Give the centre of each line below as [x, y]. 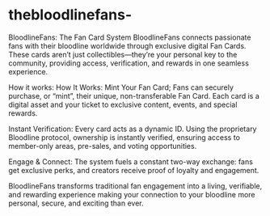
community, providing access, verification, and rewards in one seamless [129, 63]
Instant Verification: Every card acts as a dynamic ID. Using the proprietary [133, 129]
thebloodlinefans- [70, 15]
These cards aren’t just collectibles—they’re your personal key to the [123, 54]
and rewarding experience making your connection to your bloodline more [132, 194]
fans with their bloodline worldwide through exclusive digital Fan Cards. [127, 45]
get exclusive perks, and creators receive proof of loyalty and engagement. [134, 170]
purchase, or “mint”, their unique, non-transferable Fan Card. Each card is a [134, 95]
